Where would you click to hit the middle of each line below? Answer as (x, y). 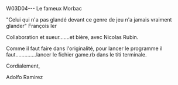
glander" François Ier (32, 26)
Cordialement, (23, 66)
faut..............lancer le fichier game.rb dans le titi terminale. (76, 54)
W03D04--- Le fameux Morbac (44, 8)
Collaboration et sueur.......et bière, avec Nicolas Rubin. (72, 37)
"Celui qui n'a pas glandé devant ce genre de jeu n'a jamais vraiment (89, 20)
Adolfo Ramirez (25, 77)
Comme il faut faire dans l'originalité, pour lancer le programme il (84, 48)
